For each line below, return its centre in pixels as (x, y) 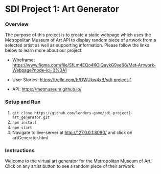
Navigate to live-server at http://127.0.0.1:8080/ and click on (72, 132)
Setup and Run (23, 102)
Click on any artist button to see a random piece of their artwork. (70, 166)
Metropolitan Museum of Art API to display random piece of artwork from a (81, 40)
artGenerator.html (30, 137)
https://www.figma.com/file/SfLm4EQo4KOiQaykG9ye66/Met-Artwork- (84, 65)
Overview (17, 24)
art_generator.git (31, 117)
